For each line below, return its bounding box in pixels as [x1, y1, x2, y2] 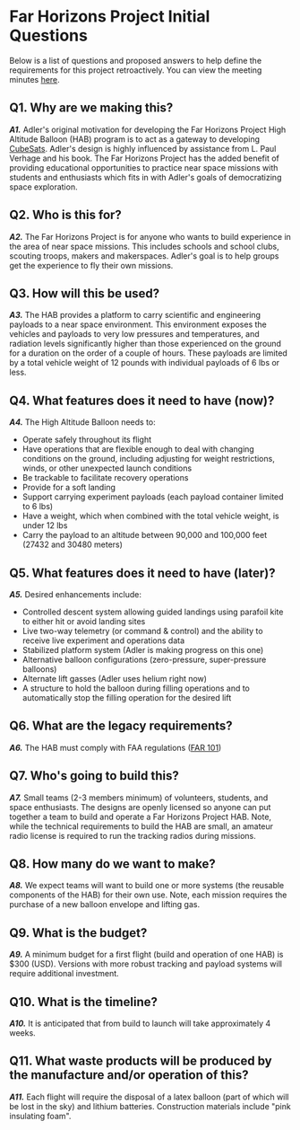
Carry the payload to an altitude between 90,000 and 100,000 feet [21, 530, 267, 541]
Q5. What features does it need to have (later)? [9, 565, 276, 580]
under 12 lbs [21, 520, 68, 531]
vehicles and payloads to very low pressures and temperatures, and [9, 329, 260, 340]
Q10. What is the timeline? [9, 994, 159, 1010]
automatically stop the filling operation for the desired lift [21, 693, 232, 702]
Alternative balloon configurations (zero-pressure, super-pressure [21, 654, 267, 665]
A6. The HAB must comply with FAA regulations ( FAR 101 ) [9, 742, 222, 753]
